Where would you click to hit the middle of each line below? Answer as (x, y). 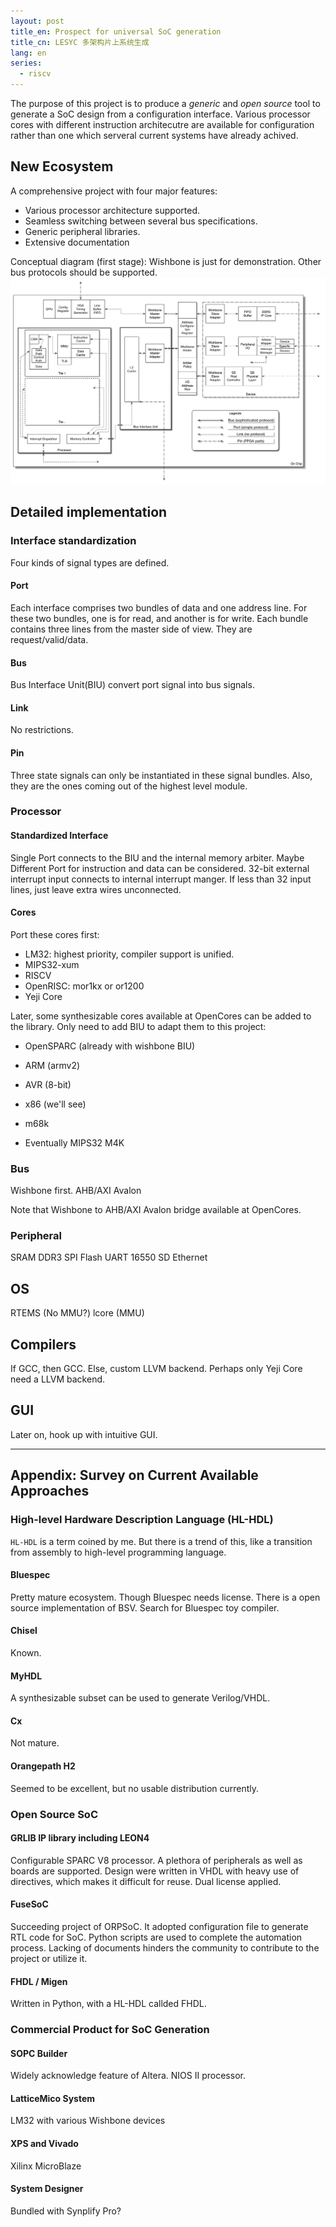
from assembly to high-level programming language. (118, 1552)
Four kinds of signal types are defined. (90, 562)
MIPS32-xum (52, 964)
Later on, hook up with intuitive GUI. (84, 1434)
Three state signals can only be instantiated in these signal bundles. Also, (161, 775)
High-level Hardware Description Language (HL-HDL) (142, 1520)
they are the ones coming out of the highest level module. (129, 786)
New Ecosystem (62, 166)
